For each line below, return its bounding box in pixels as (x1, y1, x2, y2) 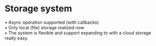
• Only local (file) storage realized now (5, 24, 85, 30)
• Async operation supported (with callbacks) (5, 19, 99, 25)
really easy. (5, 35, 29, 41)
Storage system (5, 3, 72, 14)
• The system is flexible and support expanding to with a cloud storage (5, 30, 151, 36)
